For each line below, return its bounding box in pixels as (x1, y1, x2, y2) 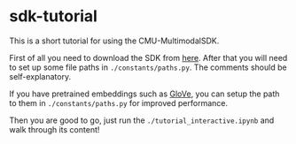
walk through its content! (9, 124, 100, 134)
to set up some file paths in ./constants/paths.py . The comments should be (9, 62, 287, 72)
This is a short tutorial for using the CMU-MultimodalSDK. (9, 35, 220, 46)
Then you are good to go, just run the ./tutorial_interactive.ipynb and (9, 115, 275, 125)
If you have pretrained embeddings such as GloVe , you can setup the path (9, 88, 280, 99)
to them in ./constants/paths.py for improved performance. (9, 97, 229, 108)
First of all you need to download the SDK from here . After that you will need (9, 52, 288, 63)
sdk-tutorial (9, 6, 97, 27)
